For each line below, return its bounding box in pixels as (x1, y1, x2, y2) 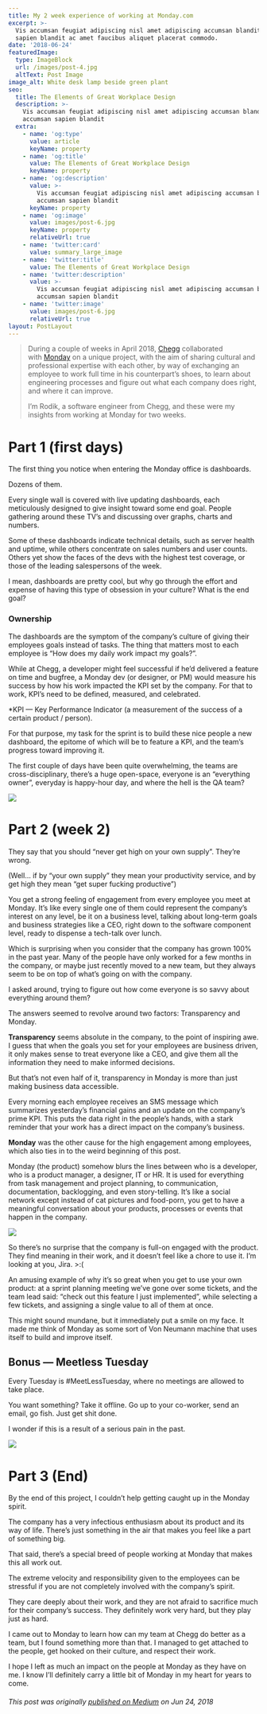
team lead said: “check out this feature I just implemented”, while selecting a (8, 1292, 258, 1301)
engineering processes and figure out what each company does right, (27, 378, 257, 387)
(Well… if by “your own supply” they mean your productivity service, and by (8, 870, 257, 880)
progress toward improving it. (8, 745, 105, 755)
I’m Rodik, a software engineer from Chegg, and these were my (27, 402, 235, 411)
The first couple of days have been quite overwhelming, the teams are (8, 760, 238, 770)
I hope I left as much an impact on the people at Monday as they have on (8, 1662, 246, 1671)
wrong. (8, 855, 32, 865)
